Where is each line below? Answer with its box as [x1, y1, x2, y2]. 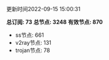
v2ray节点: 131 [15, 39, 52, 46]
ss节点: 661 [15, 31, 44, 39]
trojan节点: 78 [15, 47, 50, 54]
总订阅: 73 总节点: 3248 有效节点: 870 [6, 18, 103, 26]
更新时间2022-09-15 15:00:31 [6, 6, 81, 12]
